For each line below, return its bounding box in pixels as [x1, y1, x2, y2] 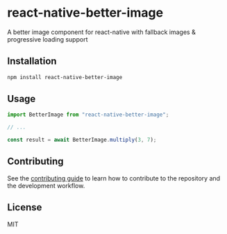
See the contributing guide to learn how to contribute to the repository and [7, 174, 221, 182]
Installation [7, 56, 57, 67]
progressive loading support [7, 35, 88, 43]
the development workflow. [7, 181, 85, 190]
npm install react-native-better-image [7, 74, 123, 81]
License [7, 201, 42, 213]
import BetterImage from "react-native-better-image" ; [7, 111, 169, 119]
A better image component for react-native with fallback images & [7, 28, 196, 36]
